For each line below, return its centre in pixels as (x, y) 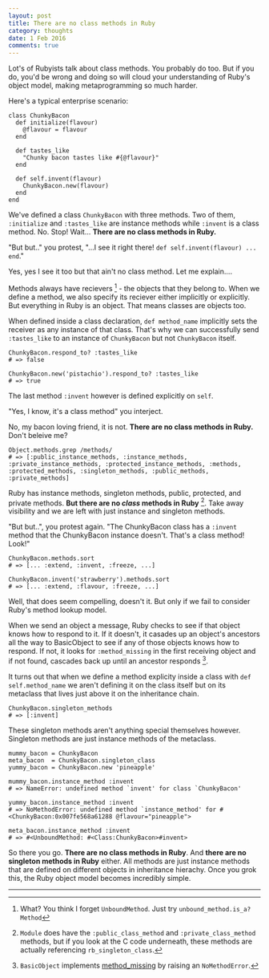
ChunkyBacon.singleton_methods (60, 708)
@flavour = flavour (55, 130)
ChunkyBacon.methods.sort (51, 558)
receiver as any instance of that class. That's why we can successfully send (134, 329)
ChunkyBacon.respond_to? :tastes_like (73, 353)
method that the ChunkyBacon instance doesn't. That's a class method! (126, 535)
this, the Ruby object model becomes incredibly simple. (100, 879)
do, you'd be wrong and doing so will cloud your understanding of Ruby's (129, 77)
